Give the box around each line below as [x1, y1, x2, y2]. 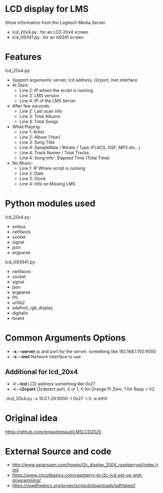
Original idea [5, 412, 58, 424]
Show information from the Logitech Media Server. [5, 20, 107, 25]
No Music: [12, 160, 33, 166]
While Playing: [12, 124, 41, 129]
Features [5, 51, 42, 63]
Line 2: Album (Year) [19, 134, 61, 140]
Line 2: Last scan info [19, 108, 62, 114]
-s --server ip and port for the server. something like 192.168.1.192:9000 [12, 348, 157, 354]
